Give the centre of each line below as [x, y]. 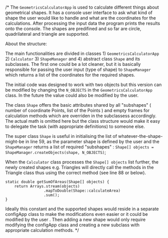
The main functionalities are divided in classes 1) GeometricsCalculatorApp [82, 53]
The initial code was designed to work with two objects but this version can [83, 85]
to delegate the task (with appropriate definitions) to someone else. [75, 126]
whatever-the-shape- [141, 136]
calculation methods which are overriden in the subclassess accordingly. [81, 116]
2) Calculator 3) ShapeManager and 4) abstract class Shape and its [73, 59]
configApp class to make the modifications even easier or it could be [76, 214]
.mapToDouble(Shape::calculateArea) [82, 191]
